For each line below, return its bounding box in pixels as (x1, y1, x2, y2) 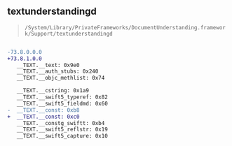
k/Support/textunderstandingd (24, 30, 114, 37)
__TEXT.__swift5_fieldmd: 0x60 (16, 100, 109, 107)
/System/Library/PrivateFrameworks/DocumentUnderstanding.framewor (24, 24, 226, 31)
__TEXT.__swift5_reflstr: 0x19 (16, 126, 109, 133)
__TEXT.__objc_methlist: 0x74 (16, 75, 105, 82)
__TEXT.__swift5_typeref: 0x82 (16, 94, 109, 101)
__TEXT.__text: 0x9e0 (16, 61, 80, 68)
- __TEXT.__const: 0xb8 (7, 106, 80, 114)
